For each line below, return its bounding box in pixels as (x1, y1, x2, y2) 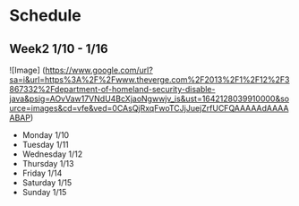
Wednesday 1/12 (21, 149, 83, 159)
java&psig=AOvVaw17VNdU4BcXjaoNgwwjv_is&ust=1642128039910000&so (9, 93, 289, 104)
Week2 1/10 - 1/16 (9, 41, 109, 56)
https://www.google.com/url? (44, 64, 154, 75)
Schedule (9, 5, 82, 26)
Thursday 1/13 (21, 159, 74, 168)
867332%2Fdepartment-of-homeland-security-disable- (9, 84, 216, 94)
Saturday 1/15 (21, 177, 73, 188)
